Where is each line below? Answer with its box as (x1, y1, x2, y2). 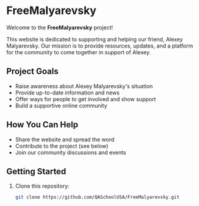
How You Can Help (6, 119, 78, 130)
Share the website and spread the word (15, 135, 115, 143)
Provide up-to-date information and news (15, 89, 120, 96)
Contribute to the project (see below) (15, 142, 109, 149)
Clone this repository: (15, 182, 70, 190)
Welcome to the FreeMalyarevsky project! (6, 24, 114, 31)
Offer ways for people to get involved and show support (15, 95, 156, 102)
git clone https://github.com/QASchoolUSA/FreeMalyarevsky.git (15, 194, 180, 201)
